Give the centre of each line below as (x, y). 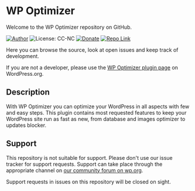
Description (28, 92)
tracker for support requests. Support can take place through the (84, 164)
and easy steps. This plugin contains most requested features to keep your (96, 112)
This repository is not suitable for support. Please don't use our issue (89, 158)
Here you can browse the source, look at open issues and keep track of (92, 50)
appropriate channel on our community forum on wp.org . (75, 170)
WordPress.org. (25, 73)
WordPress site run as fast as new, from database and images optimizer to (96, 119)
